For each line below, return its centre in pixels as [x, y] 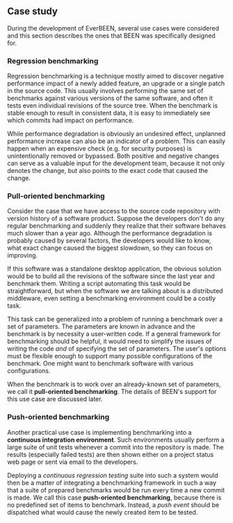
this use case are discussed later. [55, 399]
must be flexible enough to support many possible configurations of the [110, 356]
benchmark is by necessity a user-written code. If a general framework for [114, 334]
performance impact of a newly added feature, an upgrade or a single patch [116, 83]
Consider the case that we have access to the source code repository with [114, 211]
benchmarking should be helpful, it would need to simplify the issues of [110, 341]
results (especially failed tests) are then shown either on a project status [111, 454]
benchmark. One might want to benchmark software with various [100, 363]
